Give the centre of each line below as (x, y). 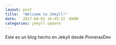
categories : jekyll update (33, 23)
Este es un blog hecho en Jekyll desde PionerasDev (58, 37)
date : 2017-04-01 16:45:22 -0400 (42, 19)
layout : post (19, 10)
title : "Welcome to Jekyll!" (36, 14)
